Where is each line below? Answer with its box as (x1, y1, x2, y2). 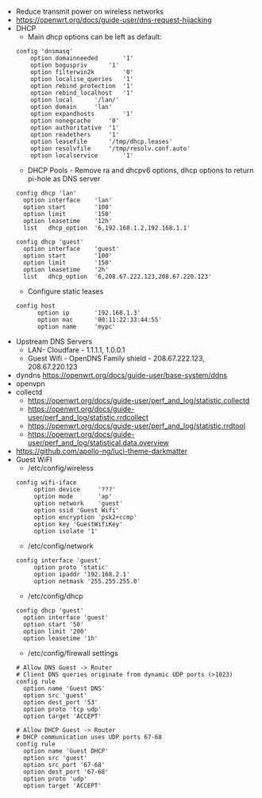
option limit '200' (23, 627, 87, 635)
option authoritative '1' (30, 124, 120, 132)
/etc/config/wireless (27, 464, 94, 472)
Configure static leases (27, 287, 104, 296)
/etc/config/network (27, 542, 94, 550)
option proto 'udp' (23, 775, 87, 783)
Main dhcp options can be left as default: (27, 32, 162, 41)
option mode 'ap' (33, 492, 113, 500)
